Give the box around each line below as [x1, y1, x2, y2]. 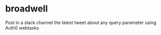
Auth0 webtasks [5, 24, 39, 30]
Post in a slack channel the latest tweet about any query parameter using [5, 19, 157, 25]
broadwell [5, 3, 48, 14]
